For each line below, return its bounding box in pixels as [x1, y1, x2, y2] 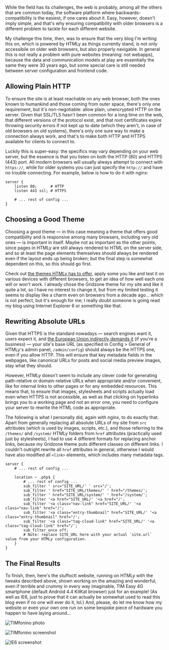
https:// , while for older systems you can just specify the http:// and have [5, 164, 163, 170]
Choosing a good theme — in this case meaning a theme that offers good [5, 228, 158, 234]
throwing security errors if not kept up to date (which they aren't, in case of [5, 122, 162, 128]
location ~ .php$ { [14, 475, 55, 480]
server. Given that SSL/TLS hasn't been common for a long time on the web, [5, 111, 163, 117]
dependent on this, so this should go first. [5, 261, 92, 267]
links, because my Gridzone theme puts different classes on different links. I [5, 441, 163, 447]
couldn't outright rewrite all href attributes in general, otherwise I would [5, 446, 154, 453]
